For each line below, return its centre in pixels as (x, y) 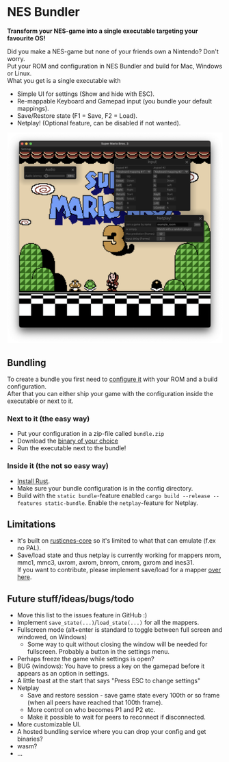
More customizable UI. (49, 724)
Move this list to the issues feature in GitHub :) (82, 615)
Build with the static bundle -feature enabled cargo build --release (113, 495)
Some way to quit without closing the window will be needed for (117, 644)
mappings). (33, 108)
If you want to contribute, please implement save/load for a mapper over (119, 570)
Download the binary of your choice (67, 441)
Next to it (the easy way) (49, 419)
